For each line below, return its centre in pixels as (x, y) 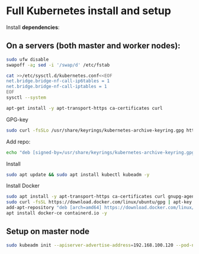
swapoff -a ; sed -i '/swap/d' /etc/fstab (58, 65)
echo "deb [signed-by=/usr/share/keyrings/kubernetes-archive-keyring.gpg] (102, 152)
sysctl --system (26, 97)
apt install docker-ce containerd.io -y (57, 213)
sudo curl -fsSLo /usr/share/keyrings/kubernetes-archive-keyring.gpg (95, 130)
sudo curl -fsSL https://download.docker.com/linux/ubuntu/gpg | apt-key (99, 202)
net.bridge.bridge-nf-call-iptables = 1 (57, 87)
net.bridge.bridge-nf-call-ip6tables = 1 (58, 81)
